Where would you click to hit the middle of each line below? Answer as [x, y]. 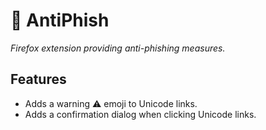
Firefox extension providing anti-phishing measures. [118, 48]
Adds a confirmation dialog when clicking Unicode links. [140, 114]
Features [38, 79]
